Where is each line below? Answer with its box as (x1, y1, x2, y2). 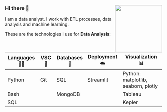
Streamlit (87, 76, 109, 83)
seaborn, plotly (122, 82, 158, 89)
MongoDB (56, 90, 80, 97)
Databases (56, 54, 83, 61)
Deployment (87, 53, 118, 60)
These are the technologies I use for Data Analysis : (5, 31, 111, 37)
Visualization (125, 53, 157, 60)
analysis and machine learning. (5, 21, 69, 27)
